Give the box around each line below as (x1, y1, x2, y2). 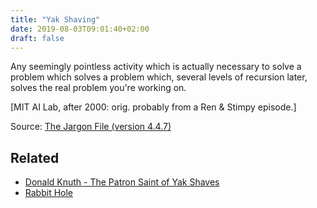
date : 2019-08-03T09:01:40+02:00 (10, 24, 150, 34)
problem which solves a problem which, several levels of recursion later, (10, 71, 308, 83)
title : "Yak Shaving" (10, 14, 101, 25)
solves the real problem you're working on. (10, 82, 187, 94)
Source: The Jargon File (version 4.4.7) (10, 121, 172, 133)
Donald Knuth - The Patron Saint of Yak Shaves (24, 176, 220, 188)
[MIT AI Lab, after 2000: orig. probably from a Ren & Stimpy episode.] (10, 101, 297, 113)
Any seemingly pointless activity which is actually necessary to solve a (10, 61, 302, 73)
